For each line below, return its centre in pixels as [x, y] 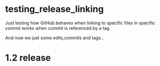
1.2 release [28, 58]
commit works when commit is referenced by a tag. [58, 28]
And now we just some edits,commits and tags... [55, 38]
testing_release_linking [54, 9]
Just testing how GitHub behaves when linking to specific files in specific [80, 23]
